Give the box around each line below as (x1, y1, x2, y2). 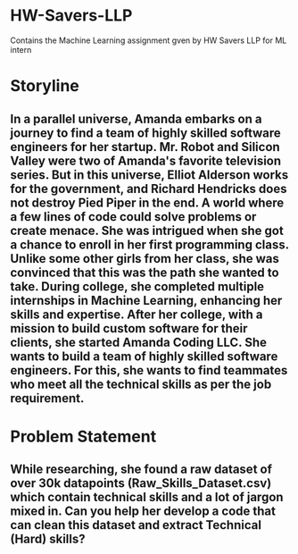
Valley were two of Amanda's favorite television (10, 153, 282, 168)
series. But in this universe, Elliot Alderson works (10, 167, 289, 182)
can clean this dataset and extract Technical (10, 517, 262, 533)
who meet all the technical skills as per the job (10, 376, 272, 391)
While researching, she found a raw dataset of (10, 462, 273, 477)
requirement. (10, 390, 85, 406)
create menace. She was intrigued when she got (10, 222, 284, 238)
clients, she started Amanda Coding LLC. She (10, 334, 267, 349)
